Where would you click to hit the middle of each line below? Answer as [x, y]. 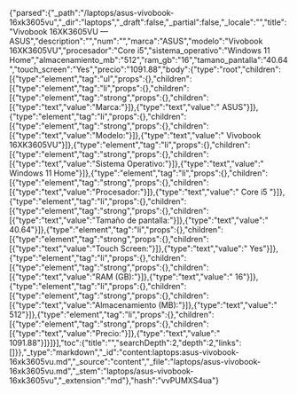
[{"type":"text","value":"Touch [64, 248]
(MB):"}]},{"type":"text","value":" [218, 305]
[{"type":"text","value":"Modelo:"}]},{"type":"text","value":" [117, 135]
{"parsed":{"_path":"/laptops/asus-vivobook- [92, 13]
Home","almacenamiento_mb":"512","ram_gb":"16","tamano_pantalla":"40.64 [148, 60]
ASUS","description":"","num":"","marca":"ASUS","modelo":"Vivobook [136, 41]
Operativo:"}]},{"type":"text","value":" [195, 164]
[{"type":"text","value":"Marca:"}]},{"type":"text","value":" [114, 107]
